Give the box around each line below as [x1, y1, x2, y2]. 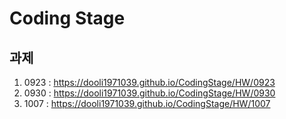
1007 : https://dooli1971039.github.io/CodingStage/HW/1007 [23, 98, 271, 109]
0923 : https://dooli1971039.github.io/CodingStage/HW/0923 [23, 77, 276, 88]
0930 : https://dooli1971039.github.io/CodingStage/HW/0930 [23, 87, 276, 99]
